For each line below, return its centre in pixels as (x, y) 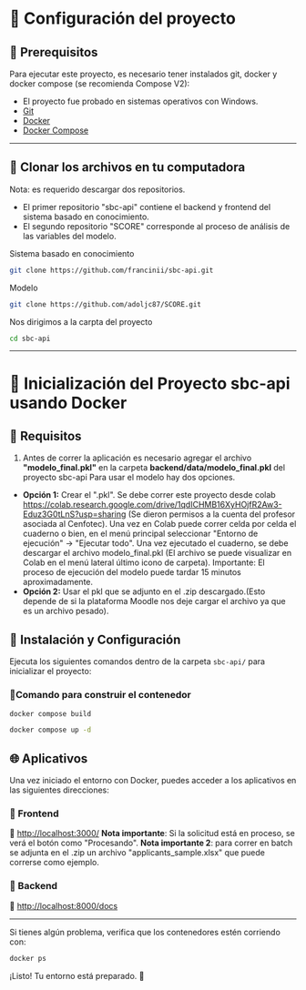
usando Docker (68, 403)
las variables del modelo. (69, 236)
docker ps (28, 958)
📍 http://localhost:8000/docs (64, 905)
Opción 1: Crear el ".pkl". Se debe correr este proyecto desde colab (149, 495)
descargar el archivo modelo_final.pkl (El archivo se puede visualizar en (157, 553)
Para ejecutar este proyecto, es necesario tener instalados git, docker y (143, 74)
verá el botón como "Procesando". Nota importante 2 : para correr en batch (151, 843)
